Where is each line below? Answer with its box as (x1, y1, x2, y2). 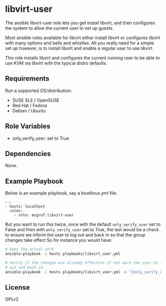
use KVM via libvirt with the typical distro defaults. (5, 60, 108, 66)
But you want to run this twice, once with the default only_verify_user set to (5, 221, 161, 227)
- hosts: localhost (5, 204, 45, 209)
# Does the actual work (5, 247, 54, 252)
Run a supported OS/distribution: (5, 88, 73, 94)
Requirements (5, 74, 49, 83)
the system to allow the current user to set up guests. (5, 25, 114, 31)
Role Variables (5, 122, 50, 131)
